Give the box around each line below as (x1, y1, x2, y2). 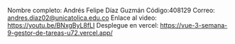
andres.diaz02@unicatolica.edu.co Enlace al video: (7, 13, 158, 22)
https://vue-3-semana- (160, 21, 228, 29)
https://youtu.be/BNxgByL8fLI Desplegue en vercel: (7, 21, 159, 29)
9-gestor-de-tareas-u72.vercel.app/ (7, 28, 114, 37)
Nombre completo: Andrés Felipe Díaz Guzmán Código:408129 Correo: (7, 6, 215, 14)
